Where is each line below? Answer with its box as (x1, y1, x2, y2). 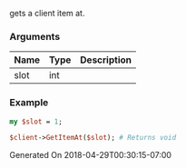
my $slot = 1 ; (9, 117, 64, 126)
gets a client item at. (9, 8, 85, 18)
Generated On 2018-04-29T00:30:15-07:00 (9, 150, 172, 161)
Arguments (9, 30, 61, 43)
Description (80, 54, 132, 66)
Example (9, 96, 49, 109)
